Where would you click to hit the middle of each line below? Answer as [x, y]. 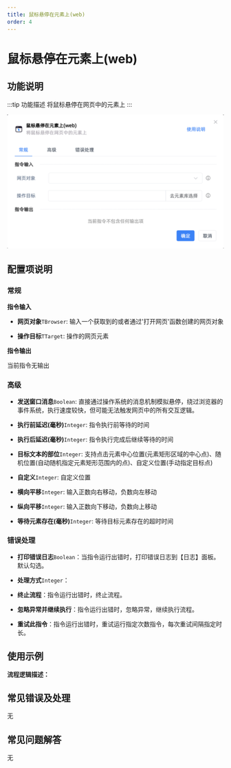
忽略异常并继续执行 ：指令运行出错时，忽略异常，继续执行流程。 [107, 609]
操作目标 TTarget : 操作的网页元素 [63, 336]
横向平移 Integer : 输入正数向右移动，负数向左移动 [87, 492]
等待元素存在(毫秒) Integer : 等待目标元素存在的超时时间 [95, 521]
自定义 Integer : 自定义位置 [54, 477]
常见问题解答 [34, 739]
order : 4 [20, 22]
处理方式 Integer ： [43, 580]
